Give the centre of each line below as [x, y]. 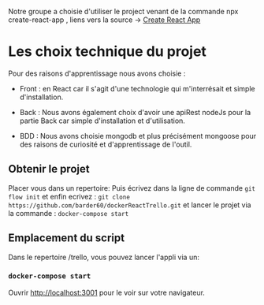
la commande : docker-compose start [69, 213]
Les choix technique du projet [108, 52]
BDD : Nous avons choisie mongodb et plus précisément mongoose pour [138, 136]
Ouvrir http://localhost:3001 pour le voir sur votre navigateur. [106, 292]
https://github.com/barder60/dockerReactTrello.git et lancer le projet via [130, 205]
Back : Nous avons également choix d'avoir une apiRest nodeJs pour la [135, 112]
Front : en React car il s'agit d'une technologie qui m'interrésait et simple [137, 88]
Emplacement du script [66, 238]
